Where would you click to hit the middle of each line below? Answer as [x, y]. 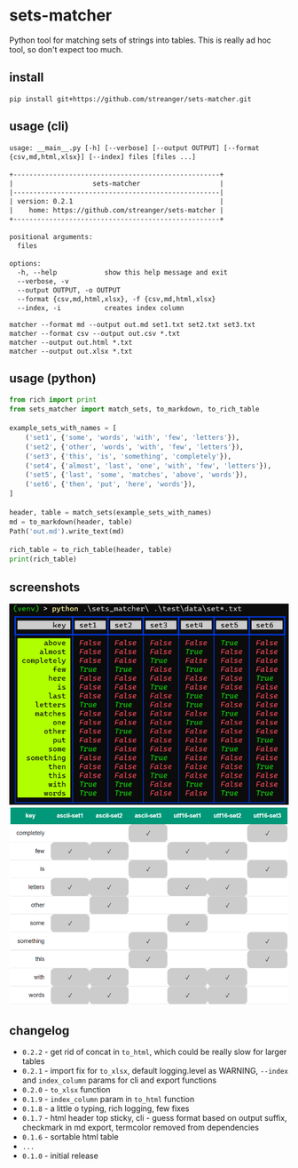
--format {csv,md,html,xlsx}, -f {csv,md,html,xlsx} [117, 299]
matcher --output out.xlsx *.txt [71, 351]
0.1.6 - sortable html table [70, 1137]
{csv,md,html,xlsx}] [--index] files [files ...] [103, 156]
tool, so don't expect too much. [67, 49]
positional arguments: [51, 236]
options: [25, 263]
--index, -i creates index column [101, 308]
